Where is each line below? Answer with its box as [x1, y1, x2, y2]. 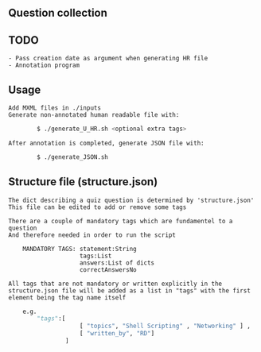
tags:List [79, 252, 112, 260]
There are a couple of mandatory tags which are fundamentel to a [8, 217, 233, 225]
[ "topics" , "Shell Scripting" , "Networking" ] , [79, 322, 251, 331]
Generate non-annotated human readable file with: [8, 111, 180, 119]
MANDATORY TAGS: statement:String [22, 245, 137, 253]
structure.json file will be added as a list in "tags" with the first [8, 286, 251, 295]
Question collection [8, 6, 107, 20]
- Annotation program [8, 61, 80, 70]
